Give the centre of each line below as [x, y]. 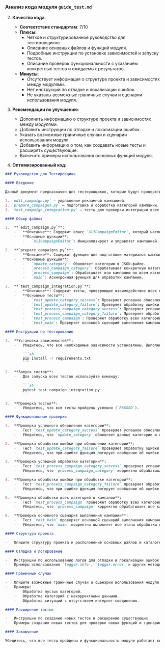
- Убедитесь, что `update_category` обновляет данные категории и [85, 435]
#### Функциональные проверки [36, 417]
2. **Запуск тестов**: [29, 372]
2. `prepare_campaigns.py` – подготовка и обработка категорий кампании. [82, 205]
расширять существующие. [49, 150]
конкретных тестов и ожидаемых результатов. [76, 69]
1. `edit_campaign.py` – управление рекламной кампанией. [66, 201]
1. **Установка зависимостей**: [39, 340]
